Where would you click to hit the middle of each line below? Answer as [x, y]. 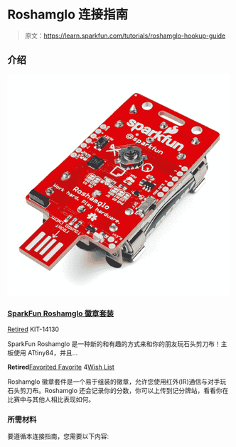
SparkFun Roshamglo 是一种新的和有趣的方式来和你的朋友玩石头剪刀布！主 [117, 344]
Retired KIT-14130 [33, 329]
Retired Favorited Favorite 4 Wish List [61, 367]
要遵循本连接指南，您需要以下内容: [58, 436]
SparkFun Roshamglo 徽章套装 [60, 313]
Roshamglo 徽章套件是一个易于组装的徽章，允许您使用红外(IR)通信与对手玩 [117, 382]
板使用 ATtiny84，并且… [43, 353]
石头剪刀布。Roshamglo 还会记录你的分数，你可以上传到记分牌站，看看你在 [118, 391]
